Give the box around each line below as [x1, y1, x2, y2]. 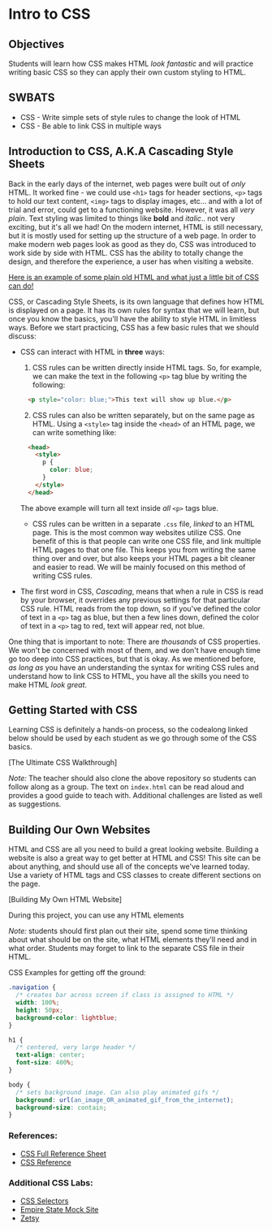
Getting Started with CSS [8, 703, 138, 717]
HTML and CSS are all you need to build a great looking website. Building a [8, 844, 259, 854]
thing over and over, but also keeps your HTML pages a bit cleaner [32, 553, 256, 563]
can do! [8, 281, 34, 291]
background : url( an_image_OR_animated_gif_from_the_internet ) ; [15, 1095, 234, 1104]
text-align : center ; [15, 1051, 85, 1060]
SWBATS [8, 91, 55, 105]
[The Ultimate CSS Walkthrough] [8, 758, 118, 767]
